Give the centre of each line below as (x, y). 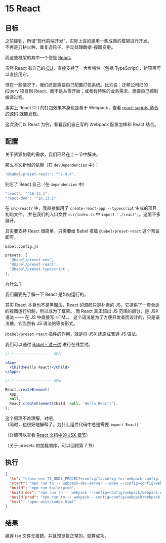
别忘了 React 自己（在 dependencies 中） (46, 184)
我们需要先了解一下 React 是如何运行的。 (47, 294)
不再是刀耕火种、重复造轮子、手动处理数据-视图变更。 (60, 47)
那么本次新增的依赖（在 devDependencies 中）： (52, 165)
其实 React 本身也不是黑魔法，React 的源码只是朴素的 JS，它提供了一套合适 (82, 305)
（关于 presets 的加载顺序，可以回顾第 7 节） (51, 445)
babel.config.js (22, 247)
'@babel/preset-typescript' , (40, 269)
